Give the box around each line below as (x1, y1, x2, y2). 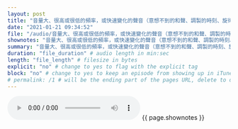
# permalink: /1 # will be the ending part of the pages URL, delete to (7, 76, 227, 84)
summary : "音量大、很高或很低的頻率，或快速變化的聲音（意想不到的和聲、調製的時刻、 (7, 43, 229, 50)
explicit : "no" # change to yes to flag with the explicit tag (7, 63, 198, 70)
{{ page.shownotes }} (141, 113, 205, 122)
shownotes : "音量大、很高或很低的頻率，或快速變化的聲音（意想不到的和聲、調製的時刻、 (7, 37, 236, 44)
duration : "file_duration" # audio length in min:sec (7, 50, 170, 57)
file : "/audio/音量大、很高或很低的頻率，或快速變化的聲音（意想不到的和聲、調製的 (7, 30, 226, 38)
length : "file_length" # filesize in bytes (7, 57, 138, 64)
